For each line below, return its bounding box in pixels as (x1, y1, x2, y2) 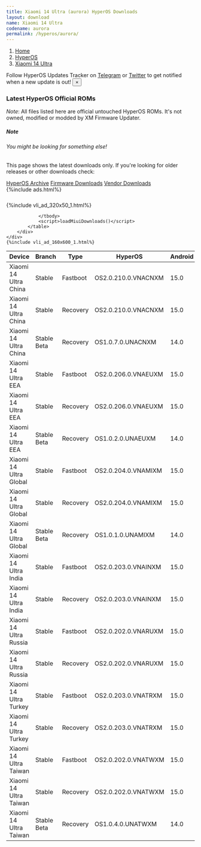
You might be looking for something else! (6, 143, 108, 150)
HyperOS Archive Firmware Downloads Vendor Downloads (6, 180, 151, 186)
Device (9, 252, 30, 261)
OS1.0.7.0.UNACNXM (95, 338, 157, 346)
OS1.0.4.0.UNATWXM (95, 820, 157, 828)
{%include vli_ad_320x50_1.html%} (6, 201, 92, 209)
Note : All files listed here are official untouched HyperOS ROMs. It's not (6, 108, 182, 115)
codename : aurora (6, 25, 50, 32)
